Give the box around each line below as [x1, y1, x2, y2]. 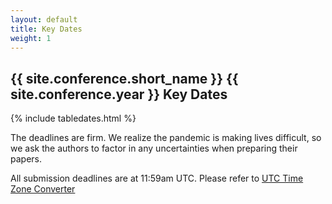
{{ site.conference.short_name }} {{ [10, 70, 239, 87]
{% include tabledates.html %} [10, 112, 137, 125]
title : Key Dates [10, 24, 83, 34]
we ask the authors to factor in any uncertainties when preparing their [10, 142, 298, 155]
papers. [10, 153, 42, 165]
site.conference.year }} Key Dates [10, 86, 228, 103]
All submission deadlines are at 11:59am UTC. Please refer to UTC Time [10, 172, 304, 185]
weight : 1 [10, 33, 52, 43]
